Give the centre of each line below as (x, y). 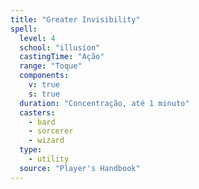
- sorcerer (51, 131)
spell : (24, 29)
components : (44, 76)
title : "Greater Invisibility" (75, 19)
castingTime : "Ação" (62, 57)
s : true (44, 94)
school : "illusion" (60, 47)
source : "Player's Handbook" (80, 168)
